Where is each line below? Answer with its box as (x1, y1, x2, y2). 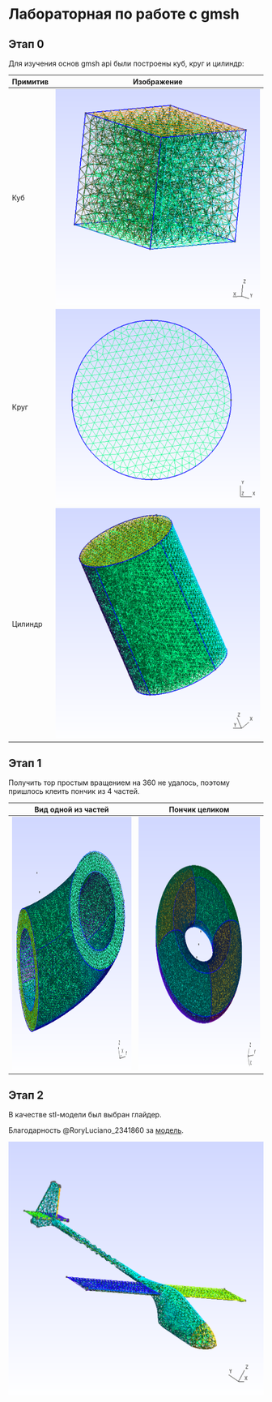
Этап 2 (8, 1088, 45, 1103)
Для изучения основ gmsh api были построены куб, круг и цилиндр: (8, 58, 244, 68)
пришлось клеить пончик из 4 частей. (8, 787, 140, 796)
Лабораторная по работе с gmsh (8, 5, 240, 24)
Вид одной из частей (34, 804, 109, 814)
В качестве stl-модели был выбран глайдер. (8, 1110, 162, 1120)
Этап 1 (8, 756, 42, 770)
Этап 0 (8, 37, 45, 51)
